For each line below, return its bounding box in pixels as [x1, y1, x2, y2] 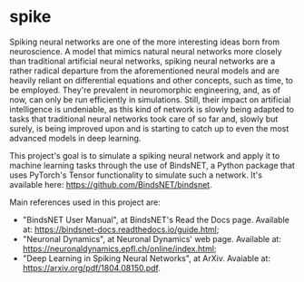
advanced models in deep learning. [9, 132, 142, 143]
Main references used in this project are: [9, 197, 161, 208]
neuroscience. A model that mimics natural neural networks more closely [9, 45, 283, 56]
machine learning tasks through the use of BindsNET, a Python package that [9, 160, 295, 170]
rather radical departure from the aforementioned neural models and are [9, 65, 279, 76]
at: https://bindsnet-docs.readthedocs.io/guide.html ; [22, 224, 220, 235]
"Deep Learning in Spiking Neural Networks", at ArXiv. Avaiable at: [22, 252, 270, 264]
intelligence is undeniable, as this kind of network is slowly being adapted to [9, 103, 295, 114]
